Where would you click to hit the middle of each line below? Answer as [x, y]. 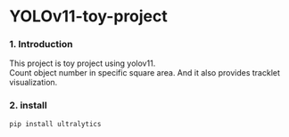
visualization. [33, 83]
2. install [28, 106]
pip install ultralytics [55, 124]
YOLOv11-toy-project [88, 16]
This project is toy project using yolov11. [83, 63]
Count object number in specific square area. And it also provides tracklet [145, 73]
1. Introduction [41, 44]
